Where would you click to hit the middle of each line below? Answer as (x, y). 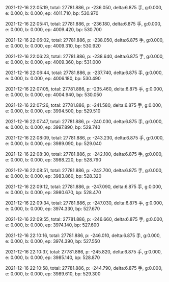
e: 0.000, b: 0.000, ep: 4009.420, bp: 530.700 (53, 29)
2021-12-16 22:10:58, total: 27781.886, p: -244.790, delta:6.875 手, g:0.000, (84, 268)
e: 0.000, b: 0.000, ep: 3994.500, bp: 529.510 (53, 111)
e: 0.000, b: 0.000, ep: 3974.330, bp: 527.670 (53, 209)
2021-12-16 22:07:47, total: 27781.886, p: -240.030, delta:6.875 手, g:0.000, (84, 121)
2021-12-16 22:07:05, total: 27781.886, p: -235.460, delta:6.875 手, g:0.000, (84, 89)
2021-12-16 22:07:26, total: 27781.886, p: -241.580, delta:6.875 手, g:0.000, (84, 105)
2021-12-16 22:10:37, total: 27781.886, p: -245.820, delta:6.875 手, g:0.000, (83, 252)
